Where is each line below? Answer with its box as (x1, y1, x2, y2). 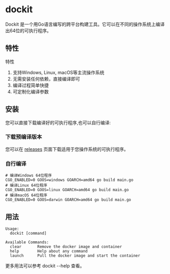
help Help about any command (10, 248, 88, 254)
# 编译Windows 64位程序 (5, 173, 52, 178)
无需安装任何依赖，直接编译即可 (12, 76, 80, 82)
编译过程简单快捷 (12, 82, 49, 88)
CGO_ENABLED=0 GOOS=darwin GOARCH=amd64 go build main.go (5, 197, 131, 202)
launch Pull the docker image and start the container (10, 253, 140, 258)
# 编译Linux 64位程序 (5, 183, 47, 188)
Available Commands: (5, 239, 50, 245)
